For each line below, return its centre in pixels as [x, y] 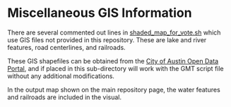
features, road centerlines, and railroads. [66, 47]
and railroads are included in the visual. [65, 97]
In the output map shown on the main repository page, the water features [114, 89]
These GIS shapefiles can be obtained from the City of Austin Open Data [113, 61]
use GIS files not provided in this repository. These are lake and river [107, 39]
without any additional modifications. [61, 76]
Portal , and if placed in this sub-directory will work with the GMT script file [115, 68]
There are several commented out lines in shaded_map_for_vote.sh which [114, 32]
